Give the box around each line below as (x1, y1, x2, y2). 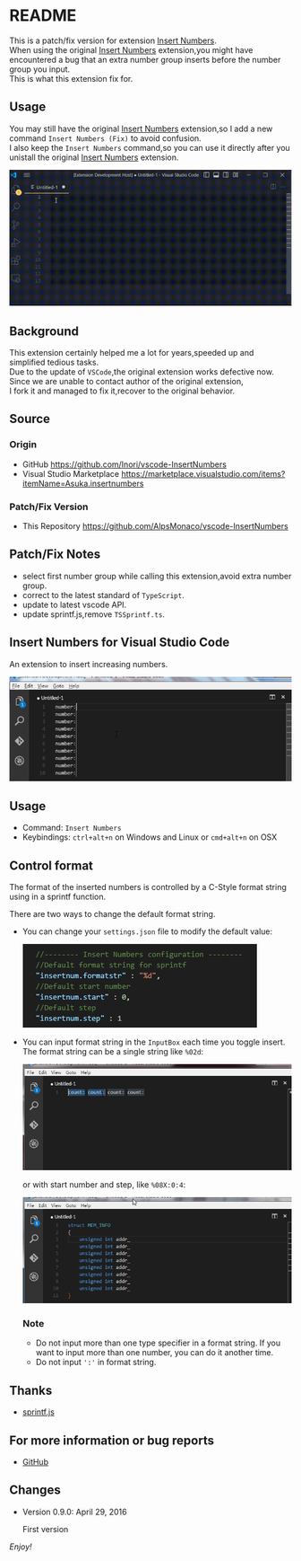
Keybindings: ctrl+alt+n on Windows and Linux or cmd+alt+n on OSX (21, 832, 278, 842)
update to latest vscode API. (21, 599, 127, 610)
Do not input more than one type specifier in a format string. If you (35, 1337, 281, 1348)
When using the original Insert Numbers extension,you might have (9, 44, 254, 55)
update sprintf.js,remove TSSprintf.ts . (21, 608, 166, 620)
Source (9, 411, 51, 427)
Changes (9, 1483, 61, 1498)
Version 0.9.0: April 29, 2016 (21, 1506, 127, 1517)
